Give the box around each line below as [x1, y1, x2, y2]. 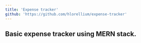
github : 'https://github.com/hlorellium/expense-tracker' [5, 12, 127, 17]
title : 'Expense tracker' [5, 7, 58, 12]
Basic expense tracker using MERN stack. [5, 30, 137, 38]
